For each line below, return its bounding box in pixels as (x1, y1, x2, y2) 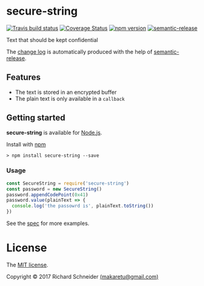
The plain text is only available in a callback (15, 95, 125, 102)
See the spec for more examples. (6, 220, 90, 227)
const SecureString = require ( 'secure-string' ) (6, 180, 130, 187)
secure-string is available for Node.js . (6, 129, 102, 136)
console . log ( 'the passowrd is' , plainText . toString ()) (12, 203, 154, 209)
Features (6, 72, 41, 83)
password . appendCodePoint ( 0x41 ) (6, 191, 88, 198)
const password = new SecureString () (6, 186, 102, 192)
